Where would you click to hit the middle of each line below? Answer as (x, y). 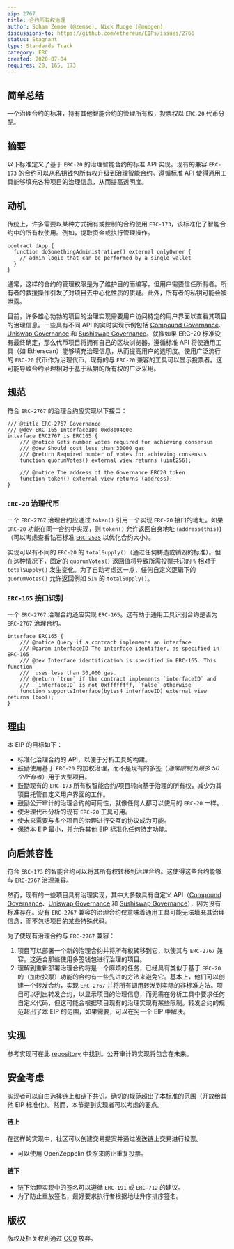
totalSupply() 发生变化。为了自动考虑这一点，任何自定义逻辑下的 (102, 570)
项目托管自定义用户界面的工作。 (63, 794)
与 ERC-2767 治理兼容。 (40, 880)
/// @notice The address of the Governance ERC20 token (103, 472)
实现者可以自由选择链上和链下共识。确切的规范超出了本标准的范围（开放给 (114, 1096)
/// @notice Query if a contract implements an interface (106, 643)
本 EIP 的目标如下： (35, 745)
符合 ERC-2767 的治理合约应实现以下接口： (67, 410)
